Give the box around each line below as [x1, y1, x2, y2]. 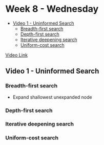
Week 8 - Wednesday [5, 3, 99, 15]
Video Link [5, 52, 28, 58]
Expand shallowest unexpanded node [12, 94, 92, 100]
